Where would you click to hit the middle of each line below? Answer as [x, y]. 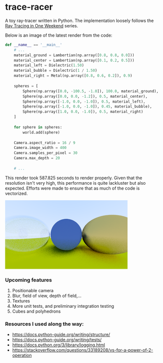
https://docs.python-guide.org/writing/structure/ [61, 335]
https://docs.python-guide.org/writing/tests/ [57, 340]
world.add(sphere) [41, 132]
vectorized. [16, 193]
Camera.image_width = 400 [40, 148]
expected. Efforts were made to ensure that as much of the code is [72, 188]
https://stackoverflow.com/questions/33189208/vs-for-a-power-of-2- [82, 350]
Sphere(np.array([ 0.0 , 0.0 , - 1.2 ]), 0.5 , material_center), [85, 96]
